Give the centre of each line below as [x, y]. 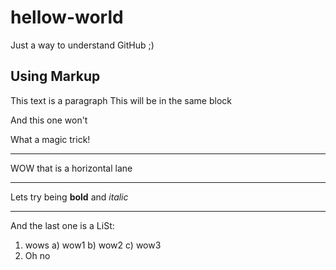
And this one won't [49, 120]
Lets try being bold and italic [69, 197]
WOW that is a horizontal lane [71, 168]
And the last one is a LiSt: [62, 225]
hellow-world [67, 17]
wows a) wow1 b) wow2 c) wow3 [93, 245]
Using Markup [55, 76]
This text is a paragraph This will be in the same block [121, 100]
